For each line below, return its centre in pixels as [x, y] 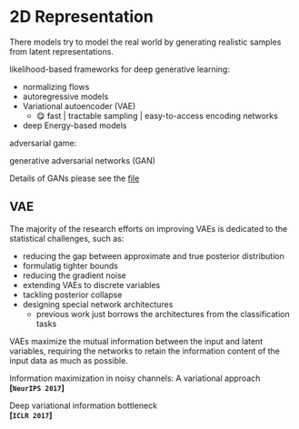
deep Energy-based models [75, 125]
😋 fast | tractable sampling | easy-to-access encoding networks [157, 115]
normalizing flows [56, 86]
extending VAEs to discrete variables [91, 284]
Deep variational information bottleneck [83, 405]
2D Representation [82, 17]
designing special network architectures [98, 304]
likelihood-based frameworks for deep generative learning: [120, 69]
